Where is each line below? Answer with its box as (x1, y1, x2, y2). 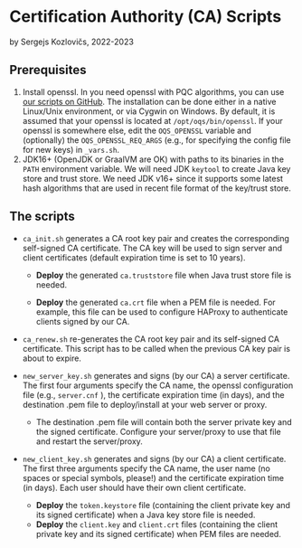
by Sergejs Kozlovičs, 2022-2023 (9, 36, 134, 47)
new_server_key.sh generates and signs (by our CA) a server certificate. (22, 370, 290, 381)
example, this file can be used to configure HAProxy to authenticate (35, 306, 288, 317)
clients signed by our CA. (35, 316, 130, 326)
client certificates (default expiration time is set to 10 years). (22, 251, 246, 263)
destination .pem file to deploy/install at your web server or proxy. (22, 399, 268, 410)
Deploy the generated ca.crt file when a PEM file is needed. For (35, 297, 276, 307)
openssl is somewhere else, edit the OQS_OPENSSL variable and (22, 125, 251, 136)
